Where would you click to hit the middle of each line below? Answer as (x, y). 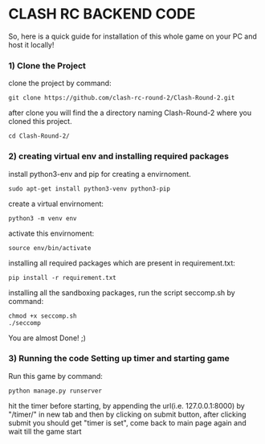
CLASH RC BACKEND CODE (102, 14)
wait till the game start (45, 431)
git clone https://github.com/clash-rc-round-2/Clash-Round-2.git (122, 98)
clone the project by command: (60, 83)
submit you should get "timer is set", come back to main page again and (127, 422)
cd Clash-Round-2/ (39, 136)
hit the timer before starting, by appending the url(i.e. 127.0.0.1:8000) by (126, 405)
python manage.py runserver (55, 391)
